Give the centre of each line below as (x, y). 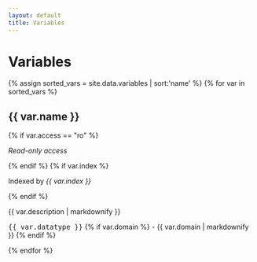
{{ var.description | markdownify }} (64, 212)
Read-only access (38, 151)
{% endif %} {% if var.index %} (59, 166)
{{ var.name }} (44, 116)
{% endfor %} (31, 251)
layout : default (35, 15)
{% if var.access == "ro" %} (53, 135)
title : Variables (37, 23)
